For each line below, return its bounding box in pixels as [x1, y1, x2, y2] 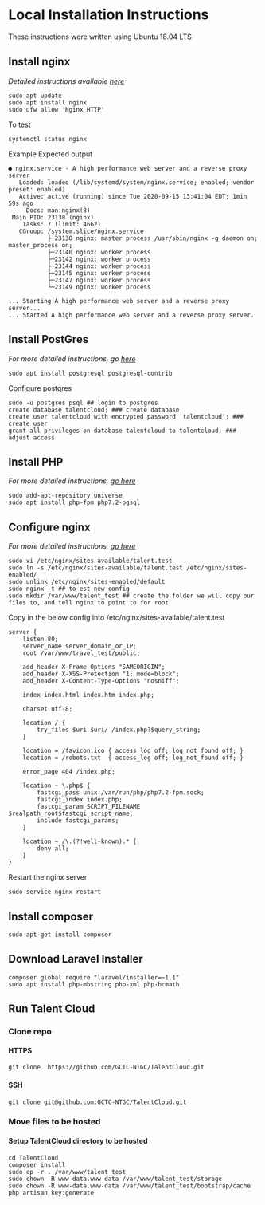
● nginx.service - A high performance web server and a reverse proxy [8, 164, 247, 172]
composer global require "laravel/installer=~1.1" [8, 973, 180, 982]
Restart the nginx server [8, 872, 88, 882]
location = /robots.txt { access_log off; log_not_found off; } [22, 754, 244, 762]
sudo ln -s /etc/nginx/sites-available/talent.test [8, 564, 183, 572]
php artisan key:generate [8, 1188, 94, 1197]
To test [8, 120, 31, 129]
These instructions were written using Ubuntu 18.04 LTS [8, 32, 193, 41]
